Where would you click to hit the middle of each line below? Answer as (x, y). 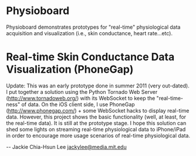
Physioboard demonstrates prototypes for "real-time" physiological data (93, 27)
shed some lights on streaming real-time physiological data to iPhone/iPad (96, 129)
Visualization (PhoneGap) (70, 69)
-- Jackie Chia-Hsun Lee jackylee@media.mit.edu (67, 147)
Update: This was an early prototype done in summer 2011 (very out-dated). (98, 86)
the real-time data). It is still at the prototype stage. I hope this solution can (96, 123)
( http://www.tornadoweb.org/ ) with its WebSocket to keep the (81, 98)
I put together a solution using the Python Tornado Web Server (82, 91)
